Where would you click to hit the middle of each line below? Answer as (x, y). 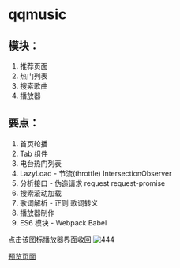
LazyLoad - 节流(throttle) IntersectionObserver (96, 173)
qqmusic (37, 15)
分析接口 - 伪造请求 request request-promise (92, 183)
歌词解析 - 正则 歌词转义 (59, 202)
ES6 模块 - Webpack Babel (63, 222)
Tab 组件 (34, 153)
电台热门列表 (40, 163)
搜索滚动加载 (40, 193)
